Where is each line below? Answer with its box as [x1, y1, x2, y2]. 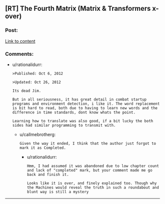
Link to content [5, 38, 36, 44]
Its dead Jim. [12, 88, 41, 93]
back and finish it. [27, 172, 69, 177]
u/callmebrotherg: [19, 131, 56, 137]
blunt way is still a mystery [27, 189, 89, 194]
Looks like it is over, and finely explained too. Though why [27, 180, 157, 186]
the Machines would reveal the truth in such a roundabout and [27, 185, 159, 190]
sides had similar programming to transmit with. [12, 123, 116, 128]
